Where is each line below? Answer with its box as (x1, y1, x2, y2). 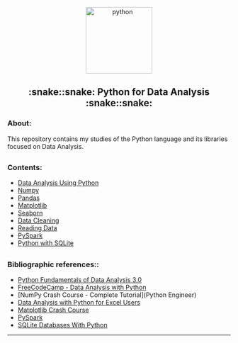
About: (7, 118, 32, 128)
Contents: (7, 163, 42, 173)
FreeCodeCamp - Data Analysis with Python (17, 283, 147, 292)
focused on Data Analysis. (7, 142, 84, 150)
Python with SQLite (17, 239, 74, 247)
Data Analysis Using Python (17, 179, 99, 187)
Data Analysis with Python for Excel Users (17, 298, 140, 307)
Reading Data (17, 224, 57, 232)
